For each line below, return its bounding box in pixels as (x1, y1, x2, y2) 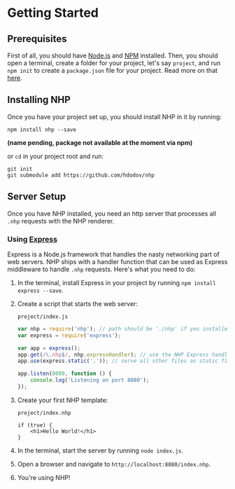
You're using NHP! (17, 473, 71, 481)
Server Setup (7, 191, 66, 202)
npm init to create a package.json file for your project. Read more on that (7, 67, 218, 74)
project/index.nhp (17, 409, 71, 416)
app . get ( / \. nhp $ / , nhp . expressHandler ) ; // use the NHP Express (17, 351, 209, 358)
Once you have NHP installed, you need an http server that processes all (7, 209, 217, 218)
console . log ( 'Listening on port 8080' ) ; (30, 377, 150, 384)
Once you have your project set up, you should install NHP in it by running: (7, 112, 222, 120)
